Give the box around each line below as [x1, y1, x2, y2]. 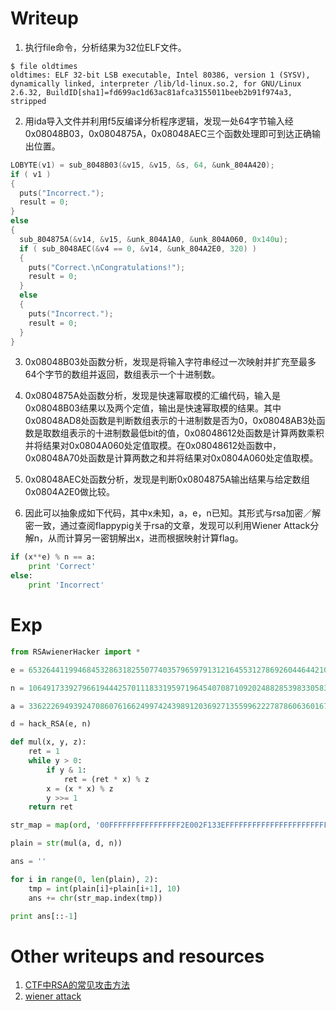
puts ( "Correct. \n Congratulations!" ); [28, 262, 186, 272]
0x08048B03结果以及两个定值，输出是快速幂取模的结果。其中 [24, 402, 282, 414]
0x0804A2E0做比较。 [24, 486, 116, 498]
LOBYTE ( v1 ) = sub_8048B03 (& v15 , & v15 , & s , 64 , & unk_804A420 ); [10, 160, 275, 170]
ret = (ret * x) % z [63, 774, 150, 784]
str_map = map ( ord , [10, 820, 92, 831]
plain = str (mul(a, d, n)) [10, 838, 123, 849]
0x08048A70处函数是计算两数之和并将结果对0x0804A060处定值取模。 [24, 452, 319, 464]
